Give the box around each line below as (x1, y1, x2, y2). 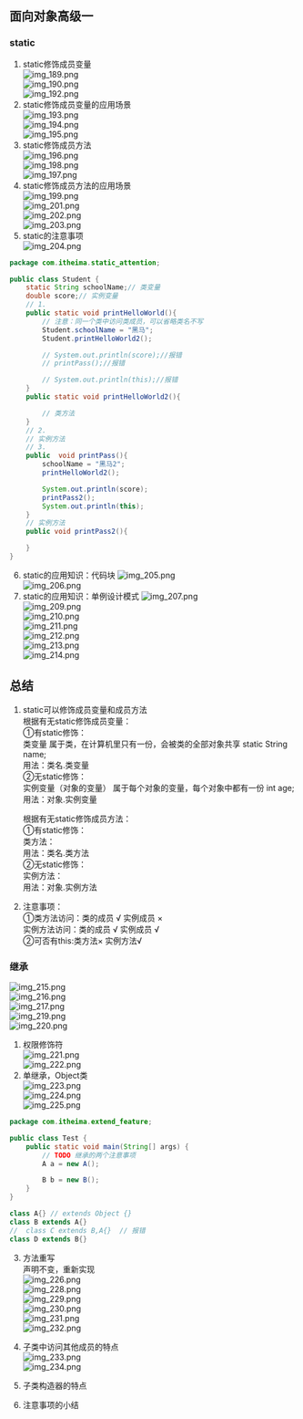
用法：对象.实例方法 (22, 882, 97, 892)
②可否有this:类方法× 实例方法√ (22, 934, 143, 946)
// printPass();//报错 (42, 359, 126, 368)
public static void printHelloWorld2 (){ (25, 392, 181, 402)
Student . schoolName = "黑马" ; (42, 325, 154, 335)
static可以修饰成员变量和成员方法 (22, 704, 147, 715)
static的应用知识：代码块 (22, 569, 116, 580)
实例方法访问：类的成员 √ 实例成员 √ (22, 923, 160, 934)
